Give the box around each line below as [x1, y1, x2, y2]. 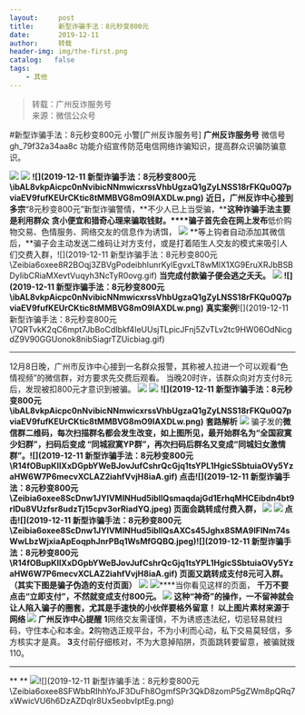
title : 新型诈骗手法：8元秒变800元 [9, 22, 150, 31]
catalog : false [9, 55, 75, 65]
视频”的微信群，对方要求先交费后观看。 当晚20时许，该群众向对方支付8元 [16, 372, 293, 382]
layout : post [9, 13, 75, 23]
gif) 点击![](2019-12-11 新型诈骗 [163, 471, 283, 482]
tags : [9, 65, 30, 74]
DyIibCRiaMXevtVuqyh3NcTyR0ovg [9, 270, 143, 281]
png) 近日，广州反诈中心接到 [185, 192, 293, 203]
